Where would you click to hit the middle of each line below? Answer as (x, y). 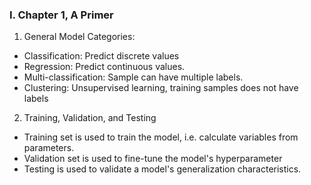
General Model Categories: (79, 37)
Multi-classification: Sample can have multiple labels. (133, 77)
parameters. (49, 148)
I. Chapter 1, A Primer (61, 15)
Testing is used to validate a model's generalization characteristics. (162, 169)
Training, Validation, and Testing (90, 118)
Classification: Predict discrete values (101, 56)
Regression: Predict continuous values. (104, 67)
